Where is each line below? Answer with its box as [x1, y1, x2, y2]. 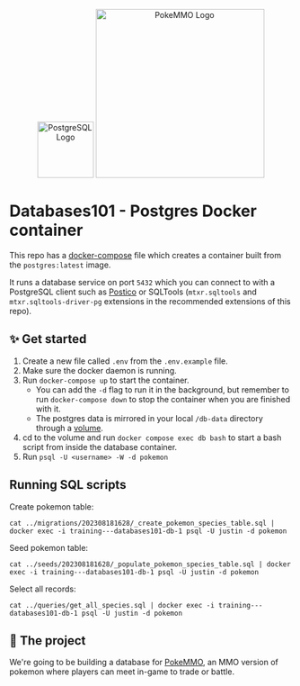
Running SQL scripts [9, 477, 127, 492]
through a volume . [35, 422, 103, 433]
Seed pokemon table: [9, 542, 88, 553]
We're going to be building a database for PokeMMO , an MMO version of [9, 657, 278, 668]
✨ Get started [9, 331, 87, 347]
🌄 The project [9, 633, 86, 648]
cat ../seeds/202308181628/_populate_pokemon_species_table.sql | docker [9, 559, 292, 569]
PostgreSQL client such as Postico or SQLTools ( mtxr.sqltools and [9, 286, 258, 297]
